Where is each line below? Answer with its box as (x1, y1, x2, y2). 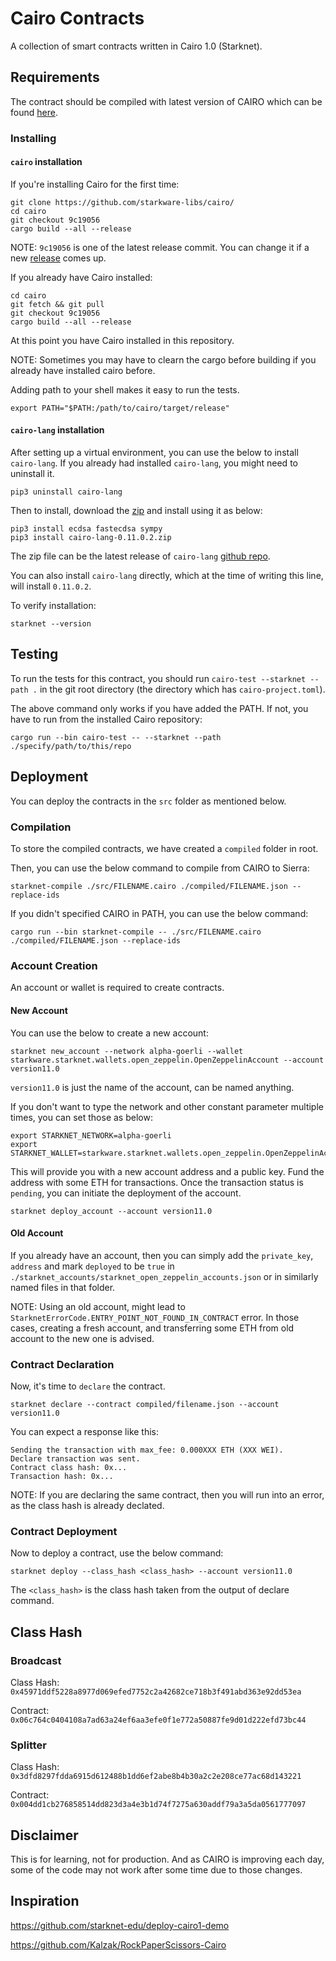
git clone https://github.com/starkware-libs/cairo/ (10, 197, 235, 207)
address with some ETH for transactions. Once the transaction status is (10, 1176, 304, 1188)
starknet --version (10, 619, 92, 629)
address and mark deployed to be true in (10, 1260, 175, 1272)
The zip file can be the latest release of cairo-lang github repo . (10, 550, 271, 562)
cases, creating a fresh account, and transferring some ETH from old (10, 1322, 295, 1334)
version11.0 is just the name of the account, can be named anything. (10, 1081, 295, 1093)
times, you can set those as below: (10, 1111, 153, 1123)
